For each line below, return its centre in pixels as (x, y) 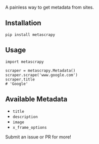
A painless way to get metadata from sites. (50, 7)
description (25, 117)
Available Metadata (36, 99)
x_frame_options (30, 128)
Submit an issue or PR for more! (38, 137)
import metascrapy (24, 62)
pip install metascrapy (30, 35)
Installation (23, 23)
